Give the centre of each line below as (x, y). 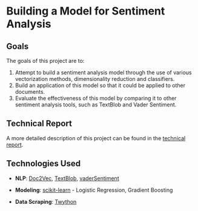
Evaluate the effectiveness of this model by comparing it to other (96, 98)
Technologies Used (43, 164)
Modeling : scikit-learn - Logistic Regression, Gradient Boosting (94, 190)
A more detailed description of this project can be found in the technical (96, 138)
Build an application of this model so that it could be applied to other (100, 85)
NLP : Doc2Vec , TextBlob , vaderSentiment (67, 178)
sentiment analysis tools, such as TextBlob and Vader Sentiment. (96, 105)
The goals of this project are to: (45, 61)
